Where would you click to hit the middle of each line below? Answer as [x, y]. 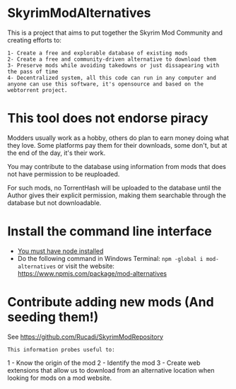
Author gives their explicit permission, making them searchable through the [117, 195]
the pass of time [33, 71]
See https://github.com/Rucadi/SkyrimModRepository [85, 337]
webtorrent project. [38, 90]
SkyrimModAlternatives [79, 13]
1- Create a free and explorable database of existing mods [98, 53]
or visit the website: [86, 266]
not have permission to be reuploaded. [64, 174]
